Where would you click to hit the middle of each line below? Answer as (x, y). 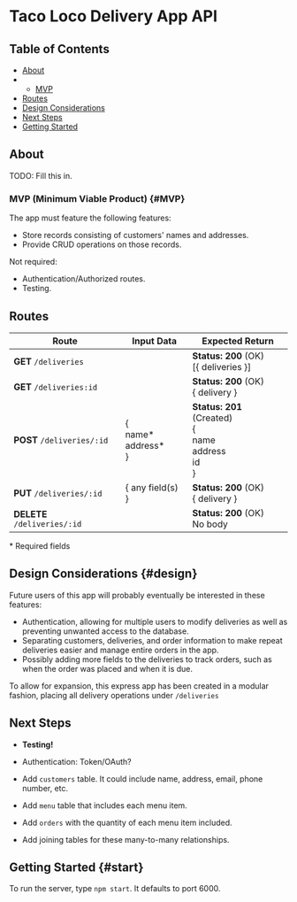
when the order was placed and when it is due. (107, 668)
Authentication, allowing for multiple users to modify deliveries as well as (155, 621)
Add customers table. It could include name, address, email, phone (142, 779)
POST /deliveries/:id (61, 440)
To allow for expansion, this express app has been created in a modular (139, 686)
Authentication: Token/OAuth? (76, 761)
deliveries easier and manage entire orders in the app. (120, 650)
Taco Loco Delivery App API (114, 16)
